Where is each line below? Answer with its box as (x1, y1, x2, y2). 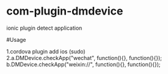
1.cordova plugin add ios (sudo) (6, 47, 86, 55)
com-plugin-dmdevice (6, 4, 123, 18)
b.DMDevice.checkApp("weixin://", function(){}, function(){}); (6, 61, 161, 68)
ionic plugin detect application (6, 24, 82, 32)
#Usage (6, 36, 26, 43)
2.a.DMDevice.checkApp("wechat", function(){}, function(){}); (6, 54, 162, 61)
